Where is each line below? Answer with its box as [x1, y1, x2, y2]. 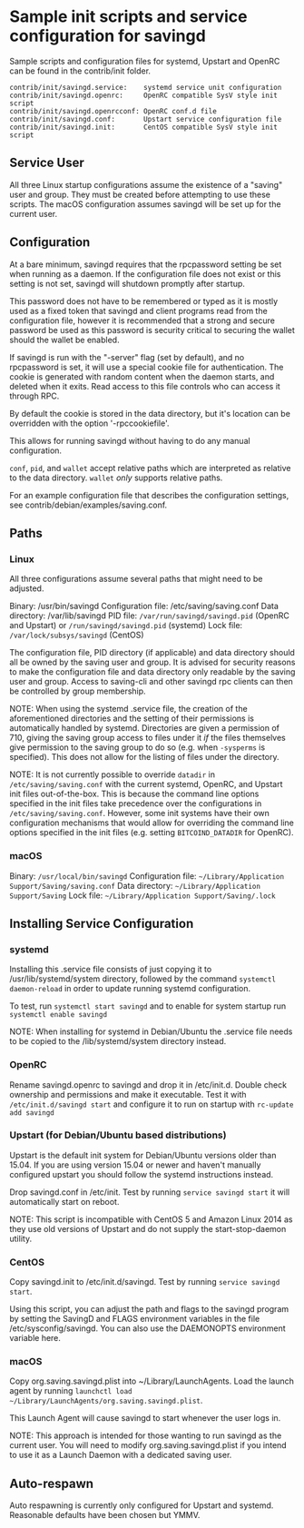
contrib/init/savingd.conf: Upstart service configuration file [9, 114, 282, 123]
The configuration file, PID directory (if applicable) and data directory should [9, 647, 295, 658]
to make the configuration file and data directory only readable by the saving [9, 666, 296, 677]
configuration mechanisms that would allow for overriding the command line [9, 817, 295, 828]
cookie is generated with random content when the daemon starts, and [9, 370, 275, 382]
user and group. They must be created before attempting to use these [9, 189, 270, 200]
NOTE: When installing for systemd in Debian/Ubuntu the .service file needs [9, 1026, 293, 1037]
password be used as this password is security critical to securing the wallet [9, 324, 295, 335]
